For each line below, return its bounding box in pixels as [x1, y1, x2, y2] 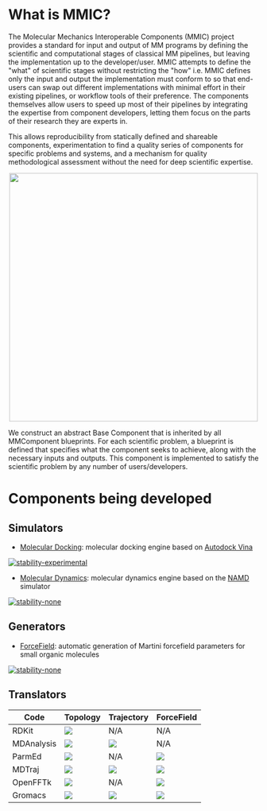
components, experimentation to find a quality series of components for [8, 140, 244, 149]
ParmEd [12, 751, 42, 762]
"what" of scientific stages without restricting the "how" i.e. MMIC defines [8, 65, 251, 75]
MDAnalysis [12, 738, 57, 749]
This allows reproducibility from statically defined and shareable [8, 131, 219, 141]
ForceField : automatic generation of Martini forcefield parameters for [19, 641, 246, 650]
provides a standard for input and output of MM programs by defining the [8, 40, 249, 49]
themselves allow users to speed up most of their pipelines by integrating [8, 99, 249, 109]
